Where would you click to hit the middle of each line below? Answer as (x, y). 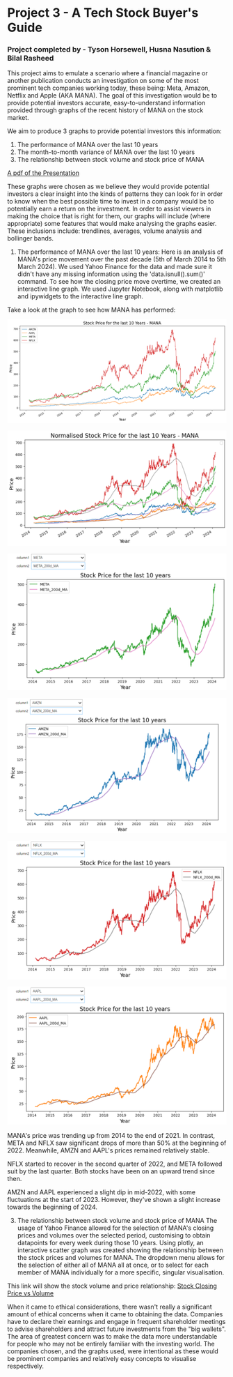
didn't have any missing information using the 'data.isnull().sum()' (111, 274)
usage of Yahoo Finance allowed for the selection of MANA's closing (115, 1228)
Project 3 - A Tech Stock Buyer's (103, 13)
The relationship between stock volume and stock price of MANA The (117, 1220)
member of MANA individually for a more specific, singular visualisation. (121, 1272)
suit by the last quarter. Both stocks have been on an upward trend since (111, 1171)
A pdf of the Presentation (43, 173)
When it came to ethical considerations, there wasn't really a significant (110, 1307)
